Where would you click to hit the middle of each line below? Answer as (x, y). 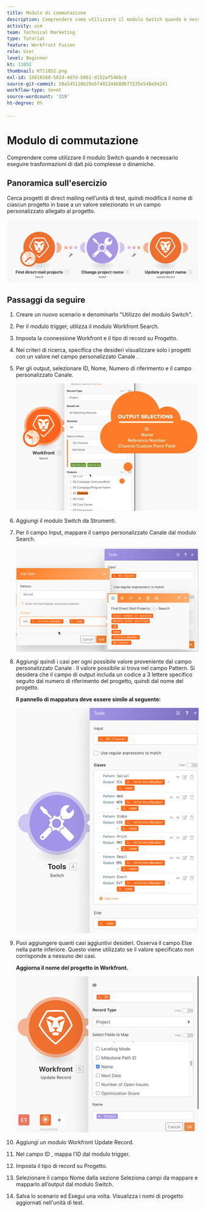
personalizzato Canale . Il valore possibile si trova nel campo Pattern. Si (105, 668)
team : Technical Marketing (41, 32)
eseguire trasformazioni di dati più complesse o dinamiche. (81, 164)
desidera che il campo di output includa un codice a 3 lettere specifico (104, 674)
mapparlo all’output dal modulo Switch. (64, 1184)
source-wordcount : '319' (38, 97)
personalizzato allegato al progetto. (51, 211)
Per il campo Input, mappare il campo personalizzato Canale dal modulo (106, 532)
